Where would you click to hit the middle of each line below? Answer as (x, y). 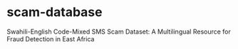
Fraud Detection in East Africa (51, 38)
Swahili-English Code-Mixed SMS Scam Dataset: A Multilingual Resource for (119, 31)
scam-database (55, 12)
